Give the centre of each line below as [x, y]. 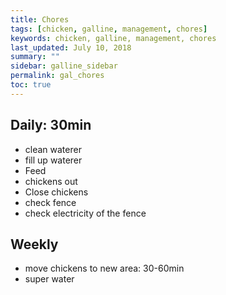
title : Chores [40, 19]
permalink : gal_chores [57, 76]
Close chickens [56, 192]
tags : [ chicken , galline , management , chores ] [109, 29]
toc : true [31, 85]
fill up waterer [53, 160]
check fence [50, 202]
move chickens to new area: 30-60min [104, 268]
